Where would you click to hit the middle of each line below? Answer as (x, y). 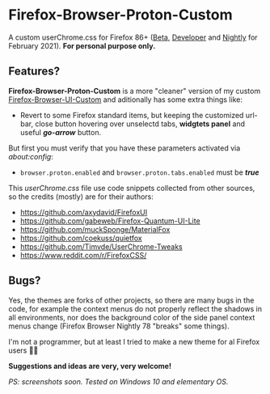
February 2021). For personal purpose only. (82, 45)
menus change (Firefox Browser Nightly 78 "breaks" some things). (119, 326)
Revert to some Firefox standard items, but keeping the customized (132, 115)
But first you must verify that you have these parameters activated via (124, 148)
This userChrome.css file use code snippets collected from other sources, (132, 188)
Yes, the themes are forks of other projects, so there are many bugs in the (131, 300)
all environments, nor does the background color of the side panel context (132, 317)
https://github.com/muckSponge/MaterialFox (95, 229)
